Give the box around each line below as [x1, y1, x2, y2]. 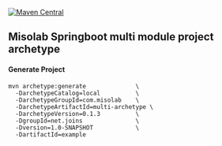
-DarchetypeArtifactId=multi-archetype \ [15, 103, 154, 110]
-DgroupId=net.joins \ [15, 117, 140, 125]
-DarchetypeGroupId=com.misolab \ [15, 95, 140, 104]
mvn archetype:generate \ [8, 82, 140, 90]
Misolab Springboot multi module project [8, 30, 214, 43]
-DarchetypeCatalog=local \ [15, 89, 140, 97]
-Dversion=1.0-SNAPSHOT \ [15, 123, 140, 132]
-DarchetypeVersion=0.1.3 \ [15, 110, 140, 118]
